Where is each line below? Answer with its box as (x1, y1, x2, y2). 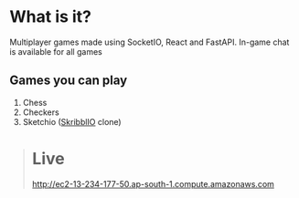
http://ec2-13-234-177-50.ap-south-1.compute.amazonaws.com (31, 178, 274, 189)
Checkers (22, 107, 59, 118)
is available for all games (9, 46, 102, 57)
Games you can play (9, 73, 128, 89)
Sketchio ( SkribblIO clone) (22, 116, 122, 127)
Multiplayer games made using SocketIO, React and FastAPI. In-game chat (9, 36, 290, 47)
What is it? (9, 6, 92, 27)
